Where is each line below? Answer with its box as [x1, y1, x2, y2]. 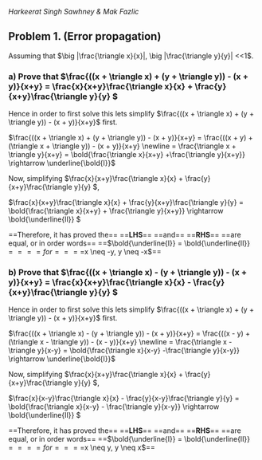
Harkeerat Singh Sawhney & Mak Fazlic [8, 7, 139, 16]
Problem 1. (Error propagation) [8, 29, 162, 43]
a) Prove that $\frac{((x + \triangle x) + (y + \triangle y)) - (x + [8, 71, 249, 82]
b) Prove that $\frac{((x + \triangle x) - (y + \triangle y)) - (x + [8, 267, 248, 278]
